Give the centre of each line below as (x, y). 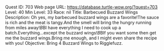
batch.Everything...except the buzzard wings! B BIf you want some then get (81, 33)
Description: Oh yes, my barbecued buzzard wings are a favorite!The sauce (82, 17)
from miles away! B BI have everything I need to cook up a (63, 28)
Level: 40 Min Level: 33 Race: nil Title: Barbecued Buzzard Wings (72, 12)
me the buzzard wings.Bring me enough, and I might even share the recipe (81, 38)
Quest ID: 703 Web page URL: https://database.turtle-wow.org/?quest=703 (82, 7)
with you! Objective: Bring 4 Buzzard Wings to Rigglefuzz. (64, 43)
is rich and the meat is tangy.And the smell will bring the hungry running (78, 22)
